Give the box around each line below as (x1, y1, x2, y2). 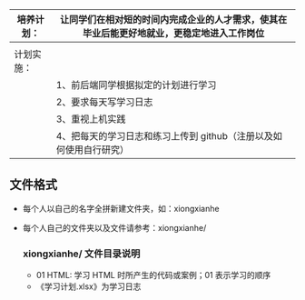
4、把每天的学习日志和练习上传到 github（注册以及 (55, 130, 274, 142)
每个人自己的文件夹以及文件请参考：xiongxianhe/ (22, 222, 207, 233)
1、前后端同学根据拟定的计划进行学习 (55, 79, 217, 91)
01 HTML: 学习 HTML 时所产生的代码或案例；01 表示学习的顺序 (35, 270, 271, 281)
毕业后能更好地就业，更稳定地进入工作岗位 (83, 27, 265, 39)
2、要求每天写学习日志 (55, 95, 153, 108)
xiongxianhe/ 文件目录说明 (22, 247, 141, 260)
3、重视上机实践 (55, 113, 126, 125)
